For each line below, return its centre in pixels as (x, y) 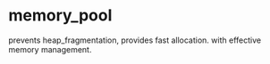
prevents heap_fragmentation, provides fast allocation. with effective (135, 40)
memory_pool (60, 16)
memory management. (50, 49)
